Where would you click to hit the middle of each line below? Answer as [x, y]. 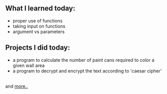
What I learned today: [40, 8]
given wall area [29, 65]
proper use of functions [38, 20]
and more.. [17, 86]
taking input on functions [39, 26]
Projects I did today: [38, 48]
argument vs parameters [39, 31]
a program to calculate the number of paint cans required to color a [83, 60]
